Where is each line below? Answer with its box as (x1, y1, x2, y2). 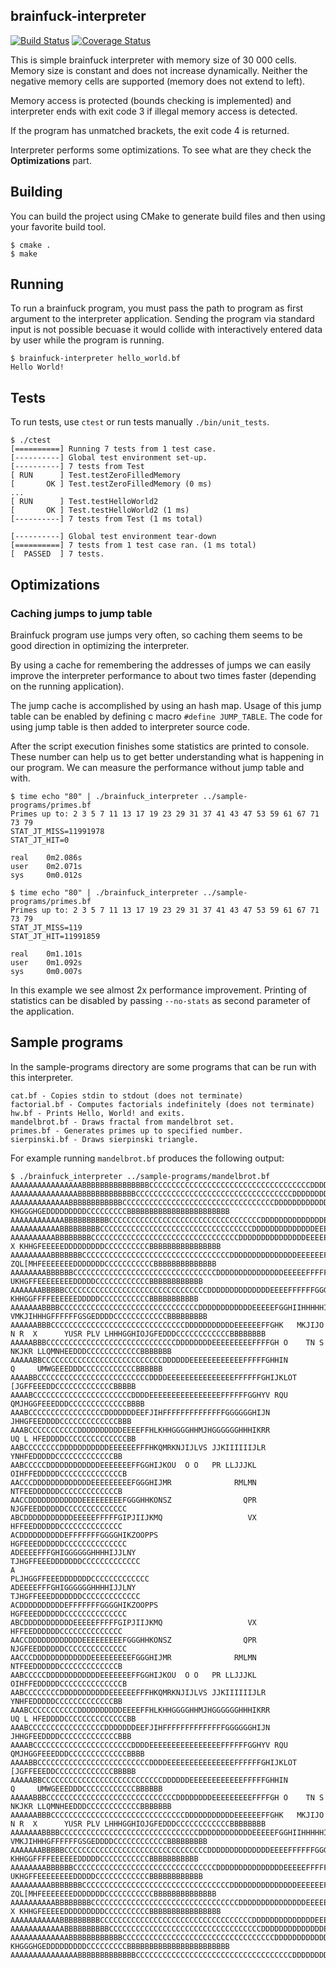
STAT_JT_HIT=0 (10, 835, 70, 845)
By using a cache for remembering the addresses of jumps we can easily (10, 659, 312, 671)
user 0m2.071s (10, 861, 83, 871)
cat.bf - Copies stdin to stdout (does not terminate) (10, 1090, 244, 1101)
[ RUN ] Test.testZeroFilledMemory (10, 470, 182, 481)
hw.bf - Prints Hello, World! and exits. (10, 1108, 186, 1118)
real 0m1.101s (10, 949, 83, 959)
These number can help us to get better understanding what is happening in (10, 750, 324, 763)
